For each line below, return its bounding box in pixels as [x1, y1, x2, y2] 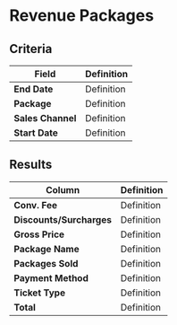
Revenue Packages [9, 5, 155, 26]
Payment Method [13, 271, 89, 284]
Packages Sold [13, 257, 79, 269]
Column [46, 183, 80, 196]
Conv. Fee [13, 198, 58, 211]
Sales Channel [13, 112, 77, 124]
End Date [13, 83, 54, 95]
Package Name [13, 242, 80, 255]
